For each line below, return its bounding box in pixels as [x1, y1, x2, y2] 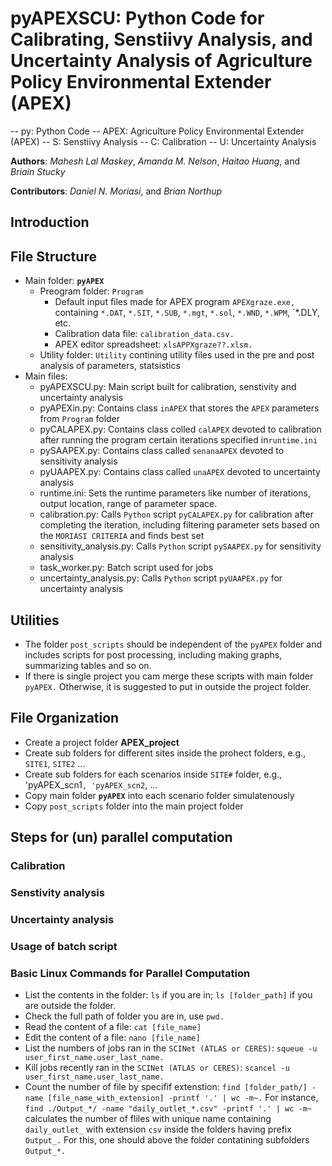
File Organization [10, 710, 120, 727]
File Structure [10, 248, 97, 265]
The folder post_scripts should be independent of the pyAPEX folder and [24, 638, 322, 650]
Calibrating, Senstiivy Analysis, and [10, 28, 313, 51]
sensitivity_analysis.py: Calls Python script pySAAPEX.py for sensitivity [39, 540, 322, 552]
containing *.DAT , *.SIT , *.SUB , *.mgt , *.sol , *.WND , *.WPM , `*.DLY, [54, 307, 321, 319]
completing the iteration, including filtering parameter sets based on [39, 519, 320, 531]
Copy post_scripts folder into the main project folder [24, 800, 244, 812]
